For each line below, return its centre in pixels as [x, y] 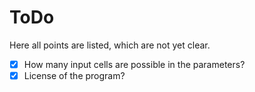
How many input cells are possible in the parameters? [134, 64]
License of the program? [74, 75]
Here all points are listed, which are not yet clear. [110, 45]
